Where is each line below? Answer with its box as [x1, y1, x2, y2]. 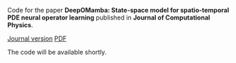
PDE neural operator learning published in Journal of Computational [7, 13, 210, 22]
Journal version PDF [7, 34, 67, 43]
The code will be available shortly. [7, 48, 107, 56]
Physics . [7, 21, 33, 29]
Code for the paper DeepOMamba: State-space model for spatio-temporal [7, 6, 230, 14]
